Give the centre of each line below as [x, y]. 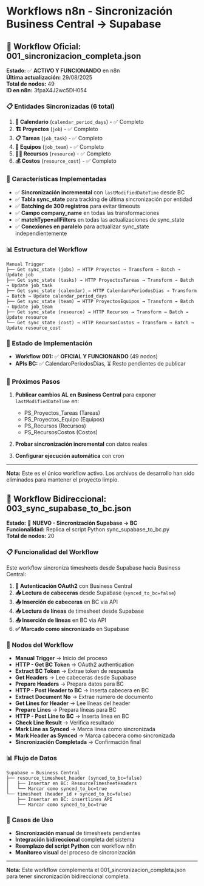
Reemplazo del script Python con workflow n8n [76, 846]
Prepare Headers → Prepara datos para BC [70, 684]
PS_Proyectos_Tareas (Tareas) [62, 413]
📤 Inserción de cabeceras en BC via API [66, 602]
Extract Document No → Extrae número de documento [84, 697]
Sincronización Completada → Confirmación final [78, 741]
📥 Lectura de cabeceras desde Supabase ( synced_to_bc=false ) [95, 593]
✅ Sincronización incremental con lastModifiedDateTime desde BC [100, 192]
